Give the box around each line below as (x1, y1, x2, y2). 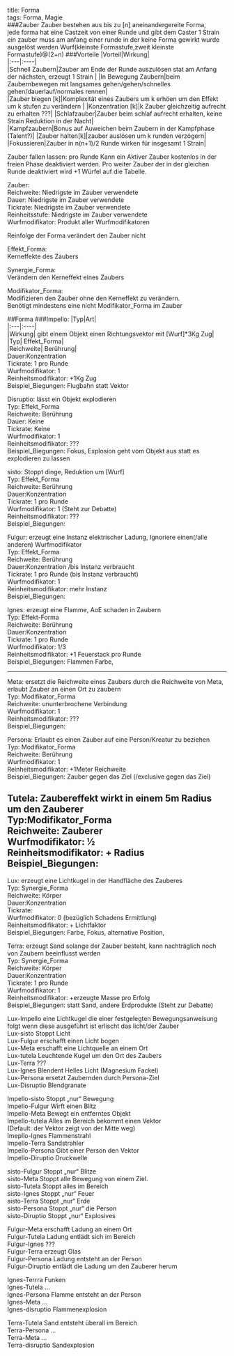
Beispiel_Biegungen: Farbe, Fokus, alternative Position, (7, 928, 165, 936)
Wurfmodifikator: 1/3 (7, 643, 66, 650)
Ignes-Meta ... (7, 1297, 47, 1306)
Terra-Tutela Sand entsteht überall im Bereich (7, 1318, 138, 1327)
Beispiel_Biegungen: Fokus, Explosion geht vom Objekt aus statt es (7, 447, 200, 455)
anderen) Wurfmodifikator (7, 540, 82, 549)
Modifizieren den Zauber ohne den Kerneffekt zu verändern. (7, 294, 180, 302)
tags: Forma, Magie (7, 13, 63, 22)
